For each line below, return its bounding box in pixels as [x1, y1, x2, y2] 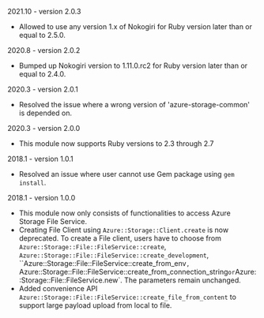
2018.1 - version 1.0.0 [7, 193, 76, 202]
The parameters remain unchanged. [124, 275, 242, 285]
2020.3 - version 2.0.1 [7, 84, 78, 94]
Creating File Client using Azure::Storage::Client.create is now [18, 225, 229, 234]
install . [18, 178, 47, 187]
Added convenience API [18, 284, 98, 293]
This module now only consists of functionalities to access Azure [18, 208, 231, 218]
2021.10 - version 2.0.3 [7, 7, 81, 16]
